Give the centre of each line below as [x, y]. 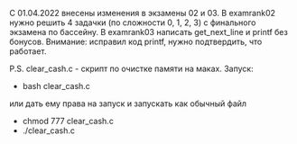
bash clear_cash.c [56, 86]
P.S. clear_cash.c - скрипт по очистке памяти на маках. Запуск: [132, 68]
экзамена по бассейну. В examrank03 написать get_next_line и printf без [149, 32]
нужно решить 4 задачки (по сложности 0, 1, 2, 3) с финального [133, 22]
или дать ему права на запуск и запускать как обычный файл [128, 103]
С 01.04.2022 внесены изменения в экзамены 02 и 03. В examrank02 [143, 13]
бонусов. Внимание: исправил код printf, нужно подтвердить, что [136, 41]
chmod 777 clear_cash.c [68, 121]
